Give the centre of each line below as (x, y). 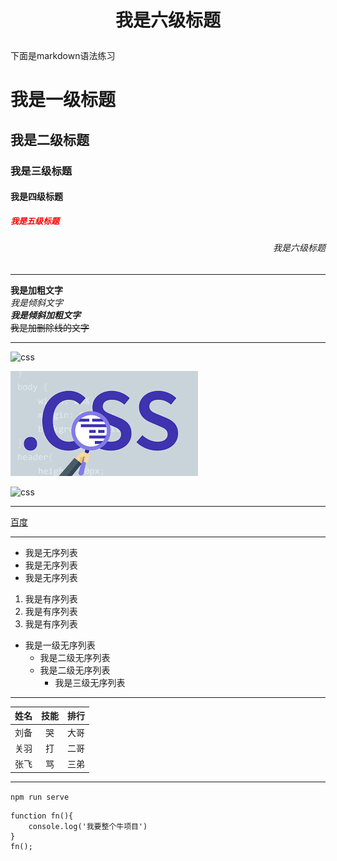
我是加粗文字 (36, 290)
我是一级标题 (63, 100)
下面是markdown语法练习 (63, 56)
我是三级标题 (41, 171)
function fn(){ (42, 816)
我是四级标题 (36, 197)
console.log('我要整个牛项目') (88, 826)
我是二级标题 (50, 139)
